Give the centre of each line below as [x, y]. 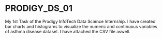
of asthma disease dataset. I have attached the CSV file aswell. [68, 31]
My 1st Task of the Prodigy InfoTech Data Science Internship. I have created [80, 21]
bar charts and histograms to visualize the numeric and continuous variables [81, 26]
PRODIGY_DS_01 [39, 8]
